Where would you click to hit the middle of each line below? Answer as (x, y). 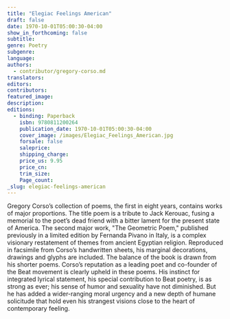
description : (26, 103)
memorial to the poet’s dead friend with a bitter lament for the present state (113, 220)
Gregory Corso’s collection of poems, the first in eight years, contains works (115, 206)
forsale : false (41, 142)
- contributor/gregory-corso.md (60, 71)
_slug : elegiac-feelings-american (57, 187)
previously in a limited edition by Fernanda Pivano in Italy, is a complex (107, 236)
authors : (20, 65)
